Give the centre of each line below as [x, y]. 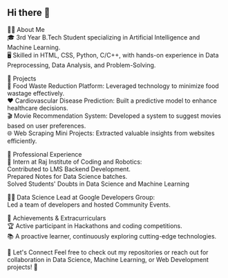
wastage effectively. [36, 93]
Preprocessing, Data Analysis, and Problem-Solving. [82, 65]
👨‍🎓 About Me [26, 29]
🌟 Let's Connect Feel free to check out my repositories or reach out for [108, 252]
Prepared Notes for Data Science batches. [67, 176]
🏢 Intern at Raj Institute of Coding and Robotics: [75, 162]
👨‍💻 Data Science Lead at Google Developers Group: [81, 197]
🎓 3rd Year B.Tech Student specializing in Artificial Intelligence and [104, 37]
